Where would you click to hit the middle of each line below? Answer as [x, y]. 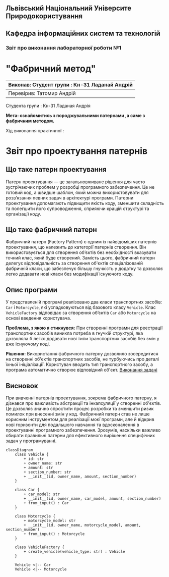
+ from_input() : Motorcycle [54, 534]
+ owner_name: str [43, 463]
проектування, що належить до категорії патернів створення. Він [76, 247]
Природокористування [44, 16]
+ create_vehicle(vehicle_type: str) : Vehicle [74, 552]
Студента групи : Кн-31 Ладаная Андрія [48, 106]
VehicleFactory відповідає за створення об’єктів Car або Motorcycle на [81, 313]
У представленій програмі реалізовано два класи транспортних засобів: [84, 302]
